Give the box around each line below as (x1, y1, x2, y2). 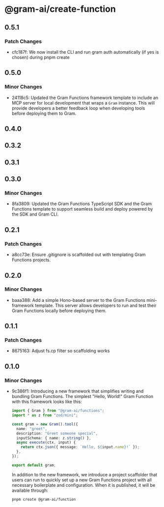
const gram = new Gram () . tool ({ (11, 422, 78, 427)
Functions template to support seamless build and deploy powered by (11, 206, 153, 212)
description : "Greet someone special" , (16, 431, 98, 436)
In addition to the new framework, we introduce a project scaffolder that (11, 471, 158, 477)
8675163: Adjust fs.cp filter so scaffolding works (11, 348, 110, 354)
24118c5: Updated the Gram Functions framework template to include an (11, 95, 159, 101)
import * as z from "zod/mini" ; (11, 413, 78, 418)
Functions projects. (11, 257, 51, 263)
